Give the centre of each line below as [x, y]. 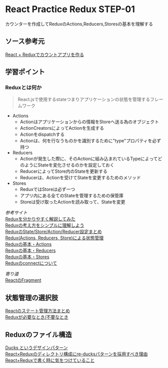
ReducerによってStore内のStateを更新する [64, 171]
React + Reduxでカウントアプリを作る [45, 55]
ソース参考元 [25, 41]
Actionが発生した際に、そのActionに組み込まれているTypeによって [89, 159]
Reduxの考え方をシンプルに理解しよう [45, 225]
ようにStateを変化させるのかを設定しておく [69, 165]
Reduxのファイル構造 [38, 334]
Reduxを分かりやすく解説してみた [40, 219]
